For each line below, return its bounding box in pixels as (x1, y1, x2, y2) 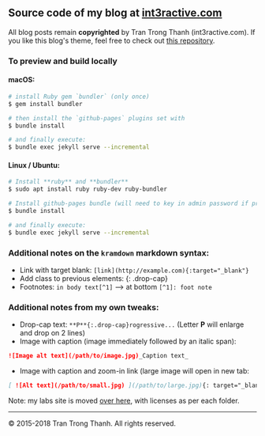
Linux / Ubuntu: (8, 160, 61, 169)
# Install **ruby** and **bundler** (8, 178, 129, 186)
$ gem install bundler (8, 100, 83, 108)
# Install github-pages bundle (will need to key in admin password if (8, 199, 248, 208)
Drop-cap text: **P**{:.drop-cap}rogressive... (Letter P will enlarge (19, 320, 244, 329)
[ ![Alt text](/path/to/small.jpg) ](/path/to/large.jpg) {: (8, 381, 211, 390)
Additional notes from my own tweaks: (8, 301, 159, 313)
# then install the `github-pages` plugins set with (8, 114, 185, 122)
